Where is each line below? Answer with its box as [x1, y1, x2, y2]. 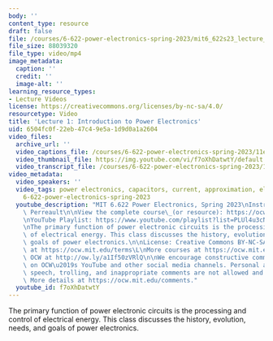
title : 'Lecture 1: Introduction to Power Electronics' [8, 118, 201, 126]
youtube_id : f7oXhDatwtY [15, 283, 100, 292]
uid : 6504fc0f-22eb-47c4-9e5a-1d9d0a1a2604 [8, 125, 158, 133]
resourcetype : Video [8, 110, 79, 119]
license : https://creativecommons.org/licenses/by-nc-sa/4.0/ [8, 102, 223, 110]
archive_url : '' [15, 140, 71, 149]
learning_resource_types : [8, 87, 96, 96]
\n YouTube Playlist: [23, 216, 93, 224]
